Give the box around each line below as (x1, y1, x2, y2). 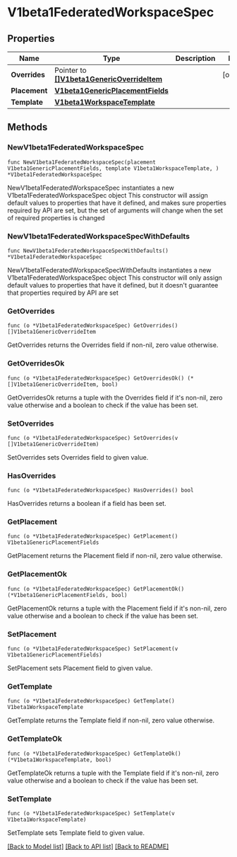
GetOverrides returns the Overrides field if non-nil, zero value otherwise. (7, 341, 219, 349)
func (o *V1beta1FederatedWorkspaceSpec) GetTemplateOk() (7, 750, 181, 757)
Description (175, 54, 216, 63)
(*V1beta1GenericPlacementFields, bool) (7, 591, 128, 598)
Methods (7, 121, 48, 133)
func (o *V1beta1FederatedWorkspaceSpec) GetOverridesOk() (7, 375, 185, 382)
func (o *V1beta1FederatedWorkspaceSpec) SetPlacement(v (7, 645, 178, 652)
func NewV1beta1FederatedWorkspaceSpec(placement (7, 159, 157, 166)
